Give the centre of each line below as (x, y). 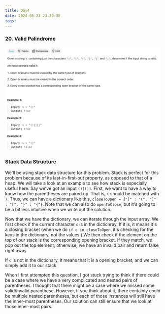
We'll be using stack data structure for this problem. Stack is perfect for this (82, 173)
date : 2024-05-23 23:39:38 (33, 16)
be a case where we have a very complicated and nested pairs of (71, 280)
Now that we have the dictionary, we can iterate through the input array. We (82, 219)
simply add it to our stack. (32, 265)
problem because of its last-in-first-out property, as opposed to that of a (79, 178)
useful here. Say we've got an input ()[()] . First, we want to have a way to (81, 188)
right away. (16, 250)
